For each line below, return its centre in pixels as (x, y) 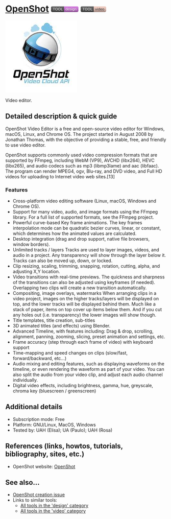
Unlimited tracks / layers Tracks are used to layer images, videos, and (86, 250)
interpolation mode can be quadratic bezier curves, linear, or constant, (87, 228)
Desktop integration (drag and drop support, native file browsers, (81, 239)
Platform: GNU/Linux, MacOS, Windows (54, 424)
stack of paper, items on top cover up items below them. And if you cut (87, 310)
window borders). (31, 244)
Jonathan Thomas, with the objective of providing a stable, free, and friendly (86, 139)
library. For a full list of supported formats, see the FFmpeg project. (83, 217)
